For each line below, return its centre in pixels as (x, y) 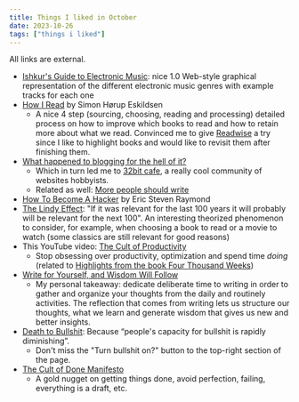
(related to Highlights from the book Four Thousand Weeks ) (145, 265)
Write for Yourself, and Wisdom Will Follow (100, 275)
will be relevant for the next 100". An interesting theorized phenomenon (153, 218)
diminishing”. (45, 341)
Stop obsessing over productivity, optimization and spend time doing (162, 256)
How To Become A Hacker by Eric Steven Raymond (116, 199)
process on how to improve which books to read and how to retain (157, 124)
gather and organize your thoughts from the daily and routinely (150, 293)
